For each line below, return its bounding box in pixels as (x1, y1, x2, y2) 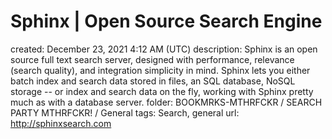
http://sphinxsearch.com (10, 117, 112, 129)
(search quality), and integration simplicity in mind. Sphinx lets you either (10, 64, 311, 76)
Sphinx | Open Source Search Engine (10, 10, 323, 33)
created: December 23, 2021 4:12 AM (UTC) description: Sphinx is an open (10, 43, 318, 55)
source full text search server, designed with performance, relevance (10, 53, 295, 65)
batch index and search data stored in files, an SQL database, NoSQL (10, 75, 296, 87)
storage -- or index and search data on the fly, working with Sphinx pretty (10, 85, 314, 97)
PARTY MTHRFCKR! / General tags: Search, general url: (10, 106, 240, 119)
